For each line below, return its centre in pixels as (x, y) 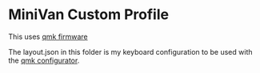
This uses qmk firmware (48, 36)
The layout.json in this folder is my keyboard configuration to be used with (130, 52)
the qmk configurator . (44, 60)
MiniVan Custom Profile (89, 15)
